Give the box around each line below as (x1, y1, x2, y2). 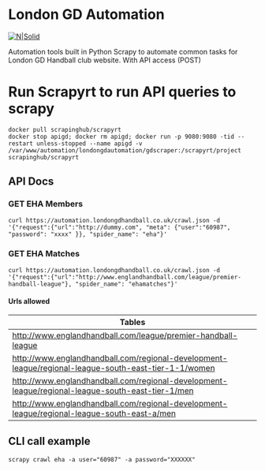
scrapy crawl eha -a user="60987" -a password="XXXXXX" (8, 455, 196, 463)
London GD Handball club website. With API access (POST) (8, 55, 201, 65)
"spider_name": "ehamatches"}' (75, 280, 178, 288)
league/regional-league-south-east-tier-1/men (12, 385, 194, 396)
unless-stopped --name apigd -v (36, 140, 144, 148)
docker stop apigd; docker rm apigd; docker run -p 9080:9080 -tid (8, 133, 235, 140)
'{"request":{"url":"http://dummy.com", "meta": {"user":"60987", (8, 223, 231, 231)
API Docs (8, 175, 54, 189)
